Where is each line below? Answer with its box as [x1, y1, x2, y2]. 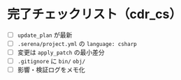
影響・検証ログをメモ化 [17, 65, 85, 74]
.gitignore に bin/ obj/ [17, 57, 86, 65]
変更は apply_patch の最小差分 [17, 48, 105, 56]
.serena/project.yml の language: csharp [17, 40, 138, 47]
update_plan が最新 [17, 31, 73, 39]
